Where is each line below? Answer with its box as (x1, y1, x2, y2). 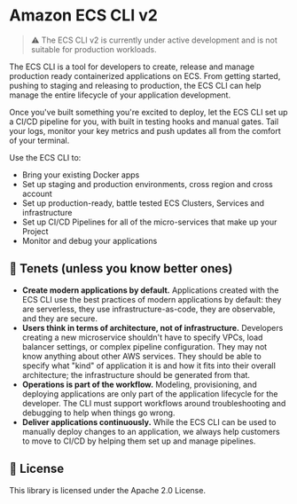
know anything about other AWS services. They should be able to (21, 350, 262, 361)
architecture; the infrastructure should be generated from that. (21, 369, 251, 380)
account (21, 188, 53, 199)
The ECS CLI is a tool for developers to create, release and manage (9, 61, 255, 72)
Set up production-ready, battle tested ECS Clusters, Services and (21, 197, 264, 209)
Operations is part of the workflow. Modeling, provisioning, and (21, 379, 257, 390)
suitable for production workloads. (30, 43, 157, 54)
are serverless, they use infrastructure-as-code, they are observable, (21, 303, 276, 314)
